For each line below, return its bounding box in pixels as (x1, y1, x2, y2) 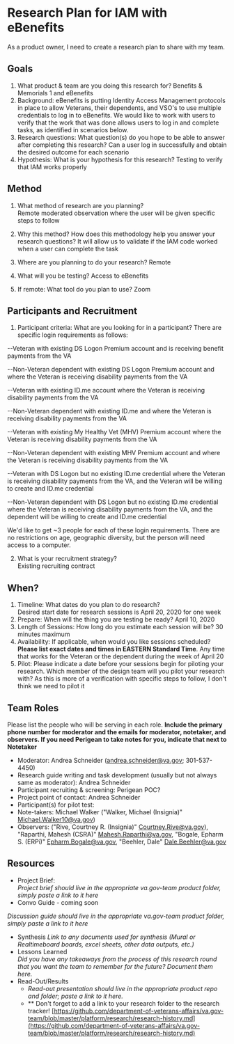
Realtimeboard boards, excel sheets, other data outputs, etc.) (17, 940, 195, 948)
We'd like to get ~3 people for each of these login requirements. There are (7, 526, 221, 535)
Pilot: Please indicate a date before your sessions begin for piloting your (17, 660, 224, 668)
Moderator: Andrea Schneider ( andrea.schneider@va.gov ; (17, 757, 185, 764)
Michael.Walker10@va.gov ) (17, 816, 96, 823)
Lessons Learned (17, 947, 68, 956)
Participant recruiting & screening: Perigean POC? (17, 786, 161, 794)
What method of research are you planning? (17, 201, 144, 209)
